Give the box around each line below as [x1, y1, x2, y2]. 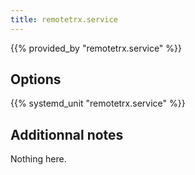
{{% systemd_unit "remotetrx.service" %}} [10, 97, 186, 110]
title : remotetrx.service [10, 14, 118, 25]
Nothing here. [10, 153, 67, 165]
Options [10, 71, 62, 88]
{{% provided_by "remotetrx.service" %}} [10, 42, 183, 54]
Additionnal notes [10, 126, 124, 143]
